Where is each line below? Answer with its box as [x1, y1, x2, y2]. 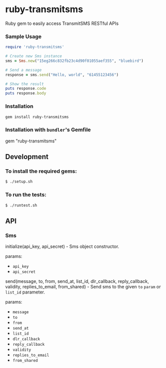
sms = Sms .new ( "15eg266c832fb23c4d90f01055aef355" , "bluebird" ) [5, 58, 144, 63]
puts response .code [5, 86, 47, 91]
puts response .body [5, 91, 47, 96]
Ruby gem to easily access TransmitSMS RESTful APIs [5, 20, 119, 26]
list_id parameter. [5, 289, 46, 295]
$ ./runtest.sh [5, 203, 37, 208]
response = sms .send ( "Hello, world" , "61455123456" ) [5, 72, 119, 77]
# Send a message [5, 67, 42, 72]
